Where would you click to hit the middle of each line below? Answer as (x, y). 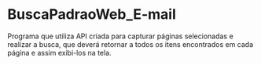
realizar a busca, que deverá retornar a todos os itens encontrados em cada (130, 44)
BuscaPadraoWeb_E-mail (92, 14)
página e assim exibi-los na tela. (59, 52)
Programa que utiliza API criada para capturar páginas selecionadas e (120, 36)
